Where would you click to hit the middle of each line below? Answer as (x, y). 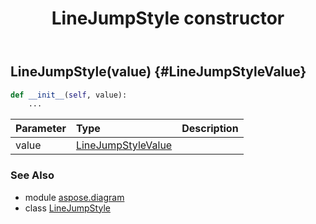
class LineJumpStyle (67, 208)
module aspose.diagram (74, 197)
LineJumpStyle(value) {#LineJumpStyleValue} (158, 72)
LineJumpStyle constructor (168, 18)
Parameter (41, 129)
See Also (32, 175)
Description (210, 129)
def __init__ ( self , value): (69, 95)
